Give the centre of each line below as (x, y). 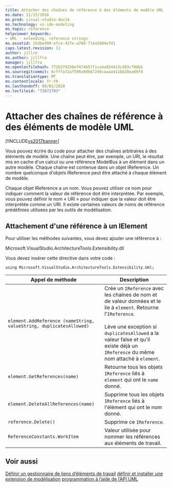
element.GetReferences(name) (43, 377)
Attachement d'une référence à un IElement (76, 226)
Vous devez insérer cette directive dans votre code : (60, 258)
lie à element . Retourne (131, 307)
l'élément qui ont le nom (133, 407)
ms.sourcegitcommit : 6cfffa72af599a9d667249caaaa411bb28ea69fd (74, 72)
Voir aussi (21, 461)
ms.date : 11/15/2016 (27, 15)
